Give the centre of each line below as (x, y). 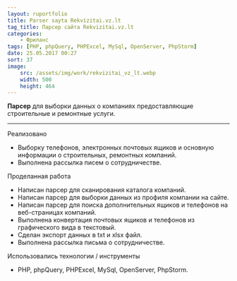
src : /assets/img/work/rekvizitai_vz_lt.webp (88, 73)
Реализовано (27, 134)
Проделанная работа (39, 177)
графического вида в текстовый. (67, 227)
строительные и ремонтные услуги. (61, 114)
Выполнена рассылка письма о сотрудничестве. (91, 243)
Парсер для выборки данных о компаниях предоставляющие (101, 106)
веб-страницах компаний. (57, 213)
